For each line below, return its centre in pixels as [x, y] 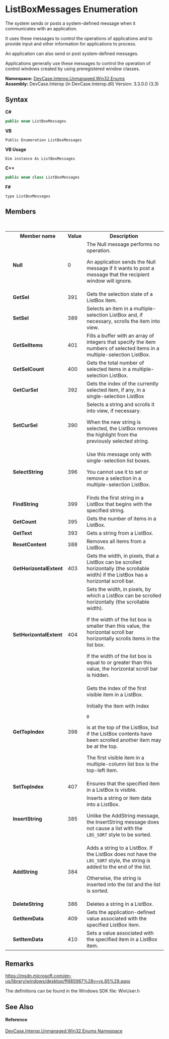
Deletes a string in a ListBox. [120, 904]
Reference [16, 1020]
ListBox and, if [126, 315]
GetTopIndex [28, 732]
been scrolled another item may [124, 740]
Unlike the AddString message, [123, 816]
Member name [38, 236]
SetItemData [28, 940]
